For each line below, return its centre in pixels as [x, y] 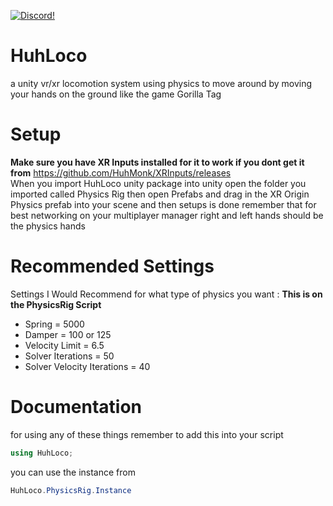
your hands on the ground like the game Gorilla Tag [116, 94]
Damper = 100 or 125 [68, 334]
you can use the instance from [73, 472]
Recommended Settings [112, 266]
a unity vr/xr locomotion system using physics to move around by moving [161, 83]
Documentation [76, 407]
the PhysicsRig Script [56, 304]
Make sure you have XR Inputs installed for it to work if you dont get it [157, 162]
